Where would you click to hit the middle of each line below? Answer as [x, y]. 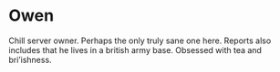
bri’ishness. [30, 59]
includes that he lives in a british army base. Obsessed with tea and [135, 49]
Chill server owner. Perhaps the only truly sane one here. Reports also [140, 40]
